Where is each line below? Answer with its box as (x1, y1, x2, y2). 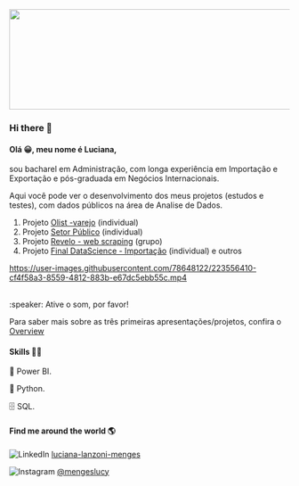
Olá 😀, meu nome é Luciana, (9, 144, 117, 154)
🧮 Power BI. (9, 366, 52, 377)
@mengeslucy (56, 465, 109, 476)
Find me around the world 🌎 (9, 425, 116, 436)
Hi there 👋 (9, 121, 53, 134)
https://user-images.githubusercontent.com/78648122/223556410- (9, 263, 256, 274)
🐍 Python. (9, 383, 45, 394)
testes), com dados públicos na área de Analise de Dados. (9, 200, 223, 210)
